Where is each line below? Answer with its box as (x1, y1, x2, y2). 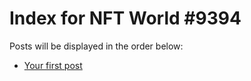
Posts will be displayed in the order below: (9, 40, 184, 52)
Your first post (23, 59, 83, 71)
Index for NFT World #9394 (9, 7, 242, 30)
